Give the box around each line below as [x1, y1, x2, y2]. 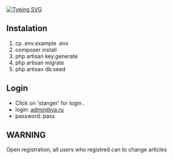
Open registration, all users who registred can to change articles [6, 146, 167, 154]
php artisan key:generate [15, 52, 78, 60]
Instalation [6, 23, 47, 34]
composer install [15, 46, 57, 53]
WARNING [6, 130, 46, 140]
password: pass [15, 112, 55, 119]
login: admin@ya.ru [15, 105, 64, 113]
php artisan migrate [15, 58, 64, 66]
